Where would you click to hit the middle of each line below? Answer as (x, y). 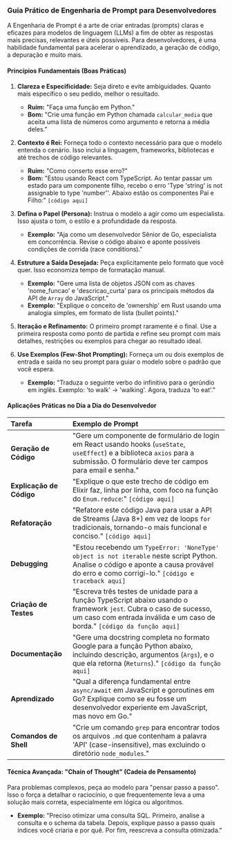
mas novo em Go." (102, 716)
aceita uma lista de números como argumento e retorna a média (118, 122)
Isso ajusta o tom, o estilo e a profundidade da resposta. (97, 221)
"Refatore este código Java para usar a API (142, 510)
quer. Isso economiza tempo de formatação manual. (91, 269)
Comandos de (34, 736)
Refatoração (31, 523)
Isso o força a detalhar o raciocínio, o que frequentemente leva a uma (106, 795)
